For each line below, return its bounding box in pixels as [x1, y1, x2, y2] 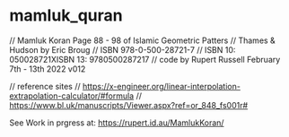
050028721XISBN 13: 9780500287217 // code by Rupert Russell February [9, 54, 281, 64]
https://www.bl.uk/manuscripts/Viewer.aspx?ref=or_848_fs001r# [9, 99, 249, 110]
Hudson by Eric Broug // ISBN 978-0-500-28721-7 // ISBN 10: [9, 44, 236, 55]
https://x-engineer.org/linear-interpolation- [82, 81, 241, 91]
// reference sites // [9, 81, 81, 91]
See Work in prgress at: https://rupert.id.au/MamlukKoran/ [9, 117, 224, 128]
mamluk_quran [9, 5, 123, 26]
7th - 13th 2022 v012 [9, 64, 86, 74]
